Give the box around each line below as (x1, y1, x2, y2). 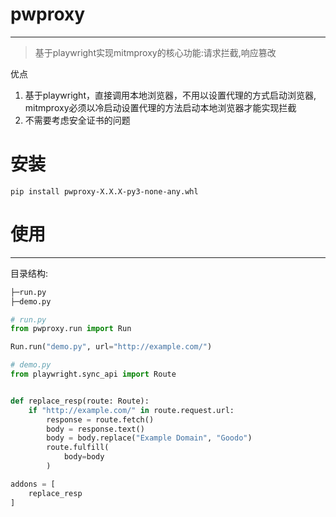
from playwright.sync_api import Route (10, 369, 177, 380)
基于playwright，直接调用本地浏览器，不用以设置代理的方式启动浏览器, (24, 89, 317, 101)
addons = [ (10, 479, 56, 489)
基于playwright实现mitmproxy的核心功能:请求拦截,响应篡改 (34, 46, 277, 58)
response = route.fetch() (46, 414, 155, 425)
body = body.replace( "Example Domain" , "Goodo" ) (46, 433, 253, 443)
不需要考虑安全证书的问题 (24, 114, 131, 126)
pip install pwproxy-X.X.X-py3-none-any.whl (10, 186, 199, 197)
